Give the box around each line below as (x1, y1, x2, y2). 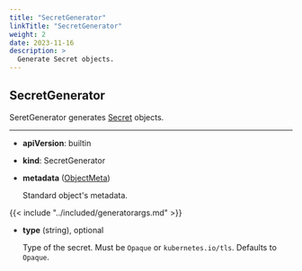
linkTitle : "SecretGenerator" (9, 22, 123, 31)
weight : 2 (9, 30, 47, 39)
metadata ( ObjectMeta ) (22, 172, 111, 183)
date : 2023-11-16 (9, 38, 75, 48)
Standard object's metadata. (22, 189, 129, 200)
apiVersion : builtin (22, 137, 92, 148)
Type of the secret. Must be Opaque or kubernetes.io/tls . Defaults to (22, 241, 277, 252)
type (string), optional (22, 224, 104, 235)
